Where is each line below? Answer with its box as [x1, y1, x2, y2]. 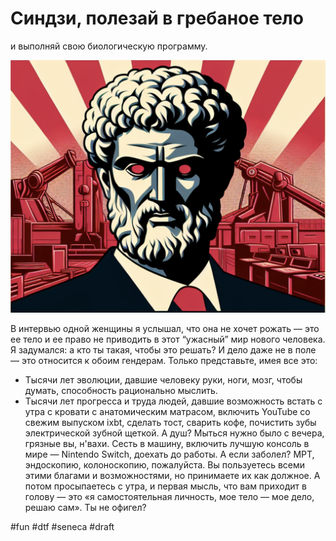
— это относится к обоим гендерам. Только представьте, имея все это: [10, 355, 318, 367]
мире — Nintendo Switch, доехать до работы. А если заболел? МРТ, [24, 448, 315, 461]
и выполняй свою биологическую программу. [10, 40, 208, 52]
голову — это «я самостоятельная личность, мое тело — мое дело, [24, 491, 315, 503]
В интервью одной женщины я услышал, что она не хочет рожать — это [10, 323, 320, 335]
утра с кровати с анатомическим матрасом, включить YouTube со [24, 406, 311, 418]
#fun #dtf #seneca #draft [10, 521, 115, 533]
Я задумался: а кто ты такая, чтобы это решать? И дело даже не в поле [10, 344, 317, 356]
